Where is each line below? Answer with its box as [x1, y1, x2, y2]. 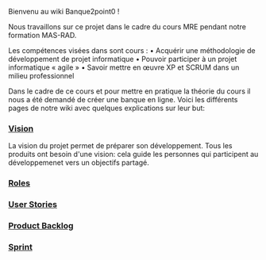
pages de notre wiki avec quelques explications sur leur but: [8, 103, 205, 113]
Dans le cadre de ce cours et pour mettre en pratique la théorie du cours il [8, 86, 251, 96]
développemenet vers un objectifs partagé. [8, 158, 149, 167]
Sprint [8, 241, 33, 252]
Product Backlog [8, 220, 74, 231]
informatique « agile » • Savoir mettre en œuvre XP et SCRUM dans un [8, 63, 240, 72]
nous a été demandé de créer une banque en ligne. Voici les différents [8, 95, 238, 104]
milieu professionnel [8, 71, 75, 80]
